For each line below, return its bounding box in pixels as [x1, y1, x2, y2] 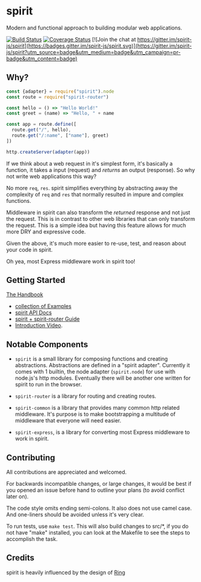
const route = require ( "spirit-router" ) [6, 94, 110, 100]
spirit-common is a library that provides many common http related [14, 404, 180, 412]
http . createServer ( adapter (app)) [6, 149, 90, 155]
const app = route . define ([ [6, 122, 77, 128]
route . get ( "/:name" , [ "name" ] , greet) [11, 132, 110, 138]
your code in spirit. [6, 246, 53, 253]
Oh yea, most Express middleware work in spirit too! [6, 258, 135, 265]
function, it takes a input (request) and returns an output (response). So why [6, 166, 196, 173]
